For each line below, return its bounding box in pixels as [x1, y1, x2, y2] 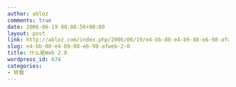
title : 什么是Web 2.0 [7, 50, 67, 57]
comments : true [7, 17, 52, 24]
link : [7, 36, 23, 43]
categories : [7, 62, 42, 69]
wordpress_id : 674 [7, 56, 61, 63]
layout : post [7, 29, 46, 37]
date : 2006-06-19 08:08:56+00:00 [7, 23, 105, 30]
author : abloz [7, 10, 49, 18]
